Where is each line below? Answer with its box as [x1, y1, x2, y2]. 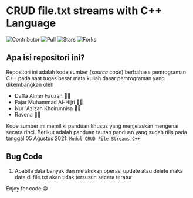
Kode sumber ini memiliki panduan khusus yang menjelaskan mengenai [6, 122, 179, 129]
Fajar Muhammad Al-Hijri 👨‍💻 [14, 98, 83, 105]
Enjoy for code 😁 [6, 185, 49, 192]
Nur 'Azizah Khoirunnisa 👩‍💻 [14, 104, 82, 112]
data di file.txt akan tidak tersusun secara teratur [14, 173, 133, 180]
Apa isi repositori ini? [6, 53, 85, 63]
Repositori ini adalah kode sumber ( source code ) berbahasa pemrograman [6, 69, 187, 76]
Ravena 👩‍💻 [14, 111, 41, 118]
